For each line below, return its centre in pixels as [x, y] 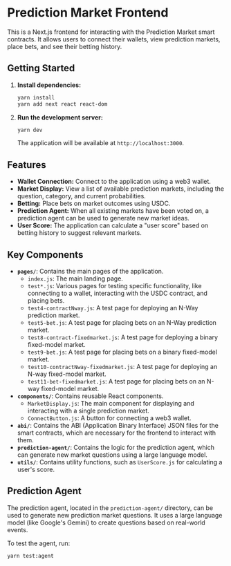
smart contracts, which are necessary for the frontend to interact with [117, 433]
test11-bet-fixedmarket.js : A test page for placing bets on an [116, 381]
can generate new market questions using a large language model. [112, 455]
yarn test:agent [30, 556]
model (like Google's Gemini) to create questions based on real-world [106, 522]
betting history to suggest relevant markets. [79, 233]
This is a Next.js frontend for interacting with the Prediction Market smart [111, 32]
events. [18, 529]
